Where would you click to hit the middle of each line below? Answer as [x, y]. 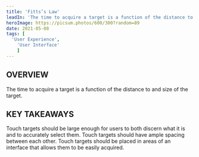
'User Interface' [38, 45]
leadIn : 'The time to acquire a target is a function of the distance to [100, 17]
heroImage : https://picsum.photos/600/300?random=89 [73, 23]
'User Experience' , [36, 39]
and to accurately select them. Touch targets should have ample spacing [95, 135]
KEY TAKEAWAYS [40, 114]
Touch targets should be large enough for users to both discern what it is [96, 128]
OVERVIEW [27, 75]
